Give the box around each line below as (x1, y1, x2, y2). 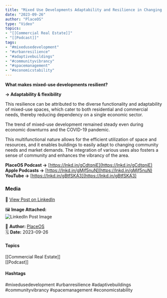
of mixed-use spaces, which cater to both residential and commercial (5, 106, 148, 112)
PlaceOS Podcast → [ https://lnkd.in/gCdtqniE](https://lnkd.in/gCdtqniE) (5, 162, 152, 168)
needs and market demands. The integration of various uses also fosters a (5, 147, 158, 153)
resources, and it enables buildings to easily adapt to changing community (5, 142, 158, 148)
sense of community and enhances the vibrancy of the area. (5, 152, 129, 158)
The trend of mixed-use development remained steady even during (5, 121, 143, 127)
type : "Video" (5, 21, 35, 27)
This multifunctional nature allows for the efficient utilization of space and (5, 136, 156, 142)
